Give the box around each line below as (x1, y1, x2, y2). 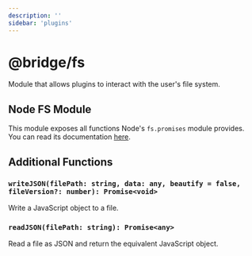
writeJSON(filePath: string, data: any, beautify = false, (8, 179, 241, 188)
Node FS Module (8, 103, 92, 116)
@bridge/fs (8, 53, 86, 72)
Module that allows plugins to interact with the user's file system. (8, 80, 220, 89)
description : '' (8, 11, 62, 20)
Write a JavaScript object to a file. (8, 203, 119, 212)
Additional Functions (8, 155, 113, 169)
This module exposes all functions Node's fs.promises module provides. (8, 124, 245, 134)
